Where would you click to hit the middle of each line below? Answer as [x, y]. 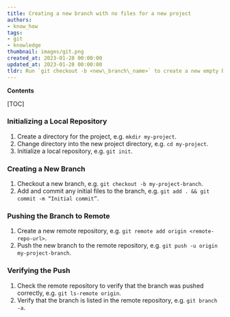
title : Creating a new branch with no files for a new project [99, 13]
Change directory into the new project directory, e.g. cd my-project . [113, 143]
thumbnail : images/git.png [46, 52]
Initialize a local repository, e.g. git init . [75, 151]
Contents [21, 91]
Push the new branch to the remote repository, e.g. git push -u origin [117, 246]
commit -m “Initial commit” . [58, 198]
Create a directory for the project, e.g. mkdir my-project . [97, 136]
